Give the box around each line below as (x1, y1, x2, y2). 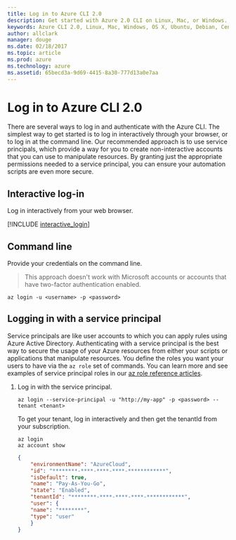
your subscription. (17, 422, 70, 430)
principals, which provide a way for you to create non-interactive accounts (7, 145, 223, 153)
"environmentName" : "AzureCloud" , (30, 461, 131, 468)
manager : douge (7, 37, 52, 44)
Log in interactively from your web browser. (7, 207, 133, 215)
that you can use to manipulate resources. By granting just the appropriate (7, 153, 223, 161)
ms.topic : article (7, 50, 61, 57)
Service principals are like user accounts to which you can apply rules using (7, 331, 228, 340)
